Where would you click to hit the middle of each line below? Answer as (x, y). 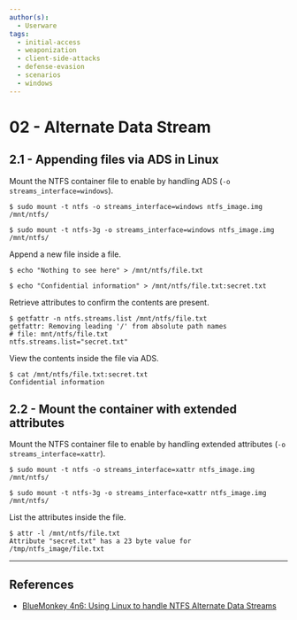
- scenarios (39, 75)
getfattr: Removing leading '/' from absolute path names (118, 326)
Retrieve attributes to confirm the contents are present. (109, 302)
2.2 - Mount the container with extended (123, 410)
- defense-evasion (51, 67)
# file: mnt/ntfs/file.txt (59, 334)
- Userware (37, 26)
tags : (19, 34)
